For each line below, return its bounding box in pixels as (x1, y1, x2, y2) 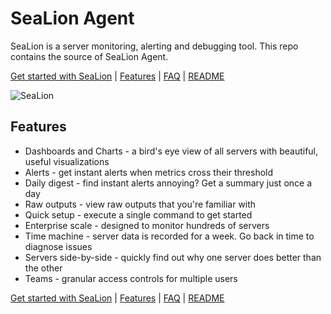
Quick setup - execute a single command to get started (24, 208, 253, 221)
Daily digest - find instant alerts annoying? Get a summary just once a (24, 177, 313, 189)
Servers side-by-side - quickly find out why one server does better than (24, 251, 322, 263)
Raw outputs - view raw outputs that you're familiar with (24, 198, 257, 210)
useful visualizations (24, 155, 110, 167)
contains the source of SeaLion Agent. (10, 50, 169, 62)
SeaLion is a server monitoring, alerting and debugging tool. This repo (10, 40, 299, 52)
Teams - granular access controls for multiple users (24, 272, 238, 284)
